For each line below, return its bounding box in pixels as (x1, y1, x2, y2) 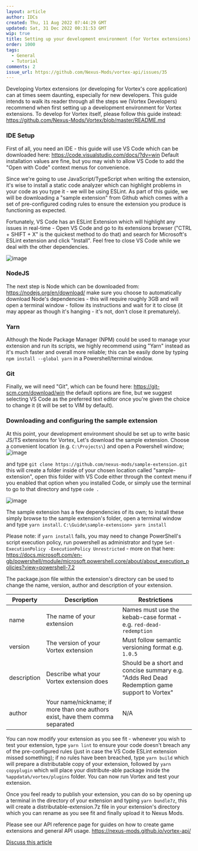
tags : (6, 47, 19, 53)
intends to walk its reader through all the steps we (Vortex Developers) (6, 98, 177, 105)
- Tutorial (11, 58, 38, 64)
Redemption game (122, 681, 173, 689)
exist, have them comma (46, 713, 114, 721)
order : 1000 (6, 42, 35, 48)
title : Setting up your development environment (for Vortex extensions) (6, 36, 192, 42)
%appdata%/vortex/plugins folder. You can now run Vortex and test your (6, 772, 180, 780)
